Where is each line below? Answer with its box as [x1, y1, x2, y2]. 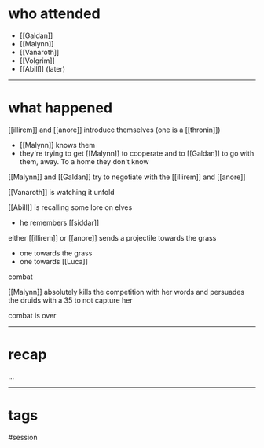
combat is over [8, 310, 57, 320]
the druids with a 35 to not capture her [8, 296, 133, 305]
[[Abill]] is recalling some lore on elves [8, 202, 133, 212]
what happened [8, 99, 112, 117]
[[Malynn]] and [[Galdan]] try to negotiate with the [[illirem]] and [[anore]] [8, 172, 246, 182]
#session [8, 432, 38, 442]
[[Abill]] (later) [19, 64, 65, 73]
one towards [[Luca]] [19, 256, 89, 266]
